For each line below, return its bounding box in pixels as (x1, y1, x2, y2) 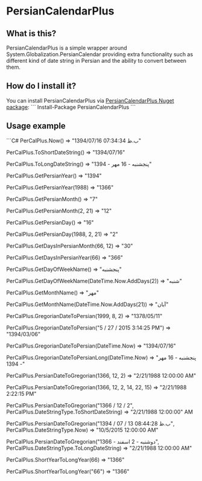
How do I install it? (6, 81, 77, 91)
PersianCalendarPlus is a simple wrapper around (6, 44, 128, 51)
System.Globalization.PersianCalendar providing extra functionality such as (6, 51, 194, 58)
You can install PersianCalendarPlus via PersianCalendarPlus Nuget (6, 97, 174, 104)
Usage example (6, 121, 66, 131)
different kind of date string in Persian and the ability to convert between (6, 57, 187, 64)
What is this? (6, 28, 57, 39)
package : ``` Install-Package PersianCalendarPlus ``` (6, 103, 136, 110)
